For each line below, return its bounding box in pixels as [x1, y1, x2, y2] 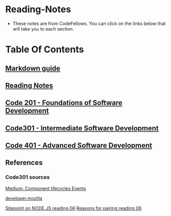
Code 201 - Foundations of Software [5, 98, 123, 107]
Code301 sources [5, 174, 50, 181]
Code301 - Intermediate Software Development [5, 124, 159, 132]
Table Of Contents [5, 44, 84, 56]
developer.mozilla [5, 195, 42, 201]
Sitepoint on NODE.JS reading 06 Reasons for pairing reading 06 [5, 205, 142, 211]
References [5, 158, 43, 167]
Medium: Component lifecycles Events [5, 185, 86, 192]
